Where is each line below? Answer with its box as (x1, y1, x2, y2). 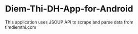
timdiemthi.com (5, 24, 37, 30)
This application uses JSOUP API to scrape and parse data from (5, 19, 134, 25)
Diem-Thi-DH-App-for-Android (5, 3, 133, 14)
